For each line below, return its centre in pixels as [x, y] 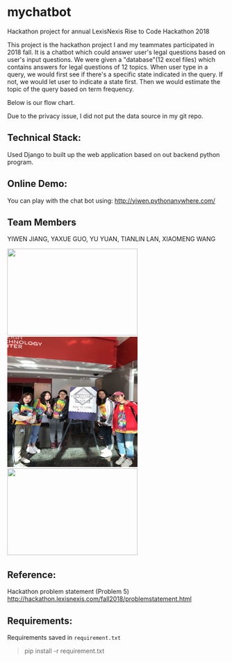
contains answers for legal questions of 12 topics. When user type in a [108, 67]
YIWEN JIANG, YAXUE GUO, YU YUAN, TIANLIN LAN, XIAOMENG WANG [111, 239]
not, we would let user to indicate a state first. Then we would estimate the [114, 81]
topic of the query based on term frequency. [71, 89]
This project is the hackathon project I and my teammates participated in [111, 44]
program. [20, 162]
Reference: [32, 575]
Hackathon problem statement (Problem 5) [68, 592]
